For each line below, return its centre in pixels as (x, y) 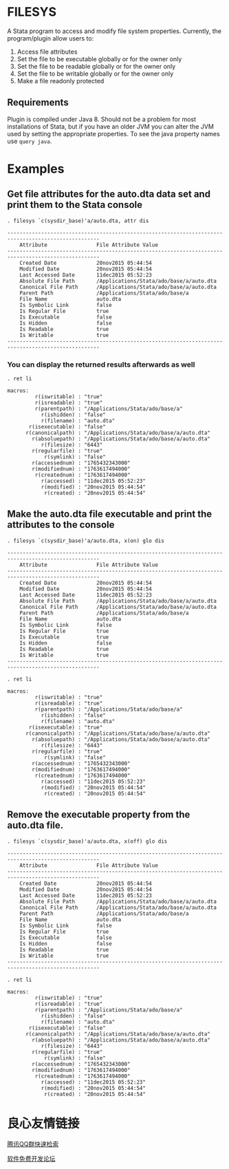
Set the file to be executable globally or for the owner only (99, 58)
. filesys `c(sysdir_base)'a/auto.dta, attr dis (78, 221)
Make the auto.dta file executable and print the (110, 514)
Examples (36, 169)
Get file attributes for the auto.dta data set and (109, 194)
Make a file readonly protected (61, 81)
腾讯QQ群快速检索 (33, 1144)
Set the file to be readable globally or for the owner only (96, 66)
